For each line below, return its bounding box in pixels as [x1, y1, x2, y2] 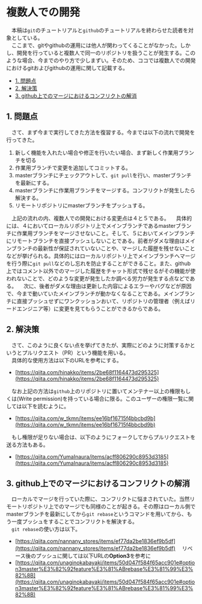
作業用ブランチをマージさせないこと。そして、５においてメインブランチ [16, 230, 195, 237]
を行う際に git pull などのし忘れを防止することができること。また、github [6, 260, 191, 267]
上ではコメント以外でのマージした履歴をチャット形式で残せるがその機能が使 [6, 267, 196, 274]
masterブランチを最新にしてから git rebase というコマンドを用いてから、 [6, 511, 188, 518]
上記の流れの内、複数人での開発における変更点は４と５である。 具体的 [11, 215, 192, 222]
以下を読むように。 [22, 402, 70, 410]
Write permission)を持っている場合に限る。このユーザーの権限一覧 [19, 395, 183, 402]
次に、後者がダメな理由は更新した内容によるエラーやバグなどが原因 [23, 282, 192, 289]
